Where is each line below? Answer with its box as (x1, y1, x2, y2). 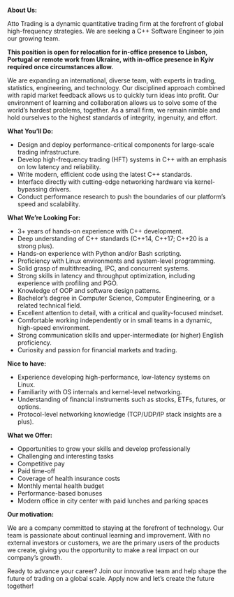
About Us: (7, 6, 37, 14)
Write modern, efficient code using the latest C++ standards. (17, 171, 193, 178)
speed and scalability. (17, 200, 80, 208)
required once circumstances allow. (7, 63, 114, 71)
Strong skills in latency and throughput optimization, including (17, 272, 196, 280)
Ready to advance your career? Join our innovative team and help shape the (7, 567, 227, 575)
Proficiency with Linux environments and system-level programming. (17, 257, 216, 265)
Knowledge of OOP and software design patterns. (17, 287, 161, 294)
